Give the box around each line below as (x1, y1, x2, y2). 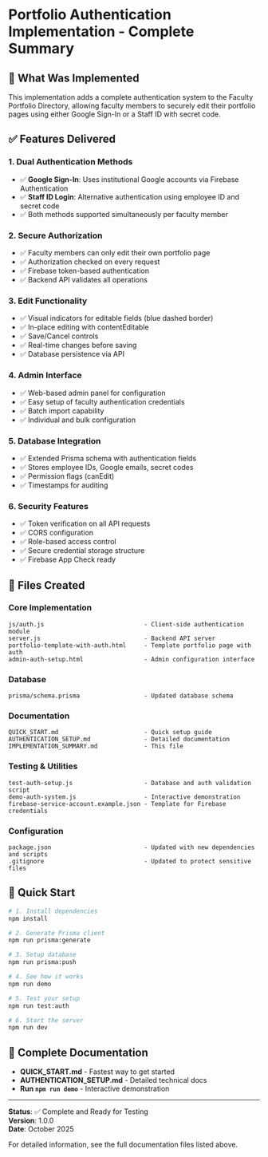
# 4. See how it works (8, 973, 84, 981)
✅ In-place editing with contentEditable (19, 322, 149, 332)
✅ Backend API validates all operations (19, 274, 148, 284)
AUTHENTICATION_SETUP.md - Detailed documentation (8, 736, 230, 744)
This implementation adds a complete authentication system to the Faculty (8, 93, 254, 101)
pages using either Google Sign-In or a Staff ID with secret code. (8, 109, 221, 119)
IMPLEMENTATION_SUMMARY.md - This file (8, 742, 183, 751)
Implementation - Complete (8, 22, 195, 41)
